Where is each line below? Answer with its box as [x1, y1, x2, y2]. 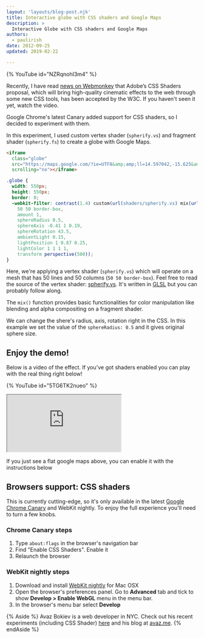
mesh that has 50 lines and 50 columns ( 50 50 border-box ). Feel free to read [6, 274, 198, 281]
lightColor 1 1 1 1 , [17, 245, 69, 252]
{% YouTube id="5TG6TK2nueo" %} [6, 382, 97, 389]
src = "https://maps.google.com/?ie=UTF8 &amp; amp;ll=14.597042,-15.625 [12, 161, 191, 167]
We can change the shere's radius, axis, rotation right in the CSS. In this [6, 317, 186, 324]
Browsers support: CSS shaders [6, 481, 131, 492]
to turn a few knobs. [6, 511, 56, 518]
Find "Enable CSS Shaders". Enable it [15, 546, 108, 554]
